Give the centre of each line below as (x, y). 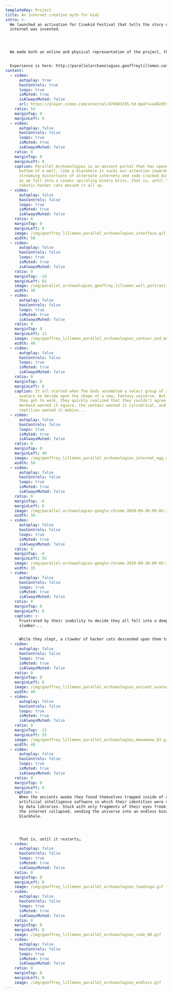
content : (15, 70)
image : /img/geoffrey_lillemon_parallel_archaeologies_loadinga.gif (89, 887)
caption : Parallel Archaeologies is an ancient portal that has (84, 166)
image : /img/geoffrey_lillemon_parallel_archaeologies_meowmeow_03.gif (92, 740)
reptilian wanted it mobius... (52, 410)
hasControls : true (38, 85)
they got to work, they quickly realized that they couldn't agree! (93, 401)
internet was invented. (35, 29)
